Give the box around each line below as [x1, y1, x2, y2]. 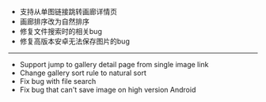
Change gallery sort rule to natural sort [19, 68, 146, 77]
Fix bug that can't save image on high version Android [19, 85, 196, 94]
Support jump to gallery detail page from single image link [19, 60, 209, 69]
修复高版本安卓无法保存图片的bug [19, 36, 131, 46]
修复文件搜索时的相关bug [19, 27, 103, 36]
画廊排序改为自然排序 [19, 17, 89, 26]
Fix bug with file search [19, 77, 97, 85]
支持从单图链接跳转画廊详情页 [19, 7, 117, 16]
